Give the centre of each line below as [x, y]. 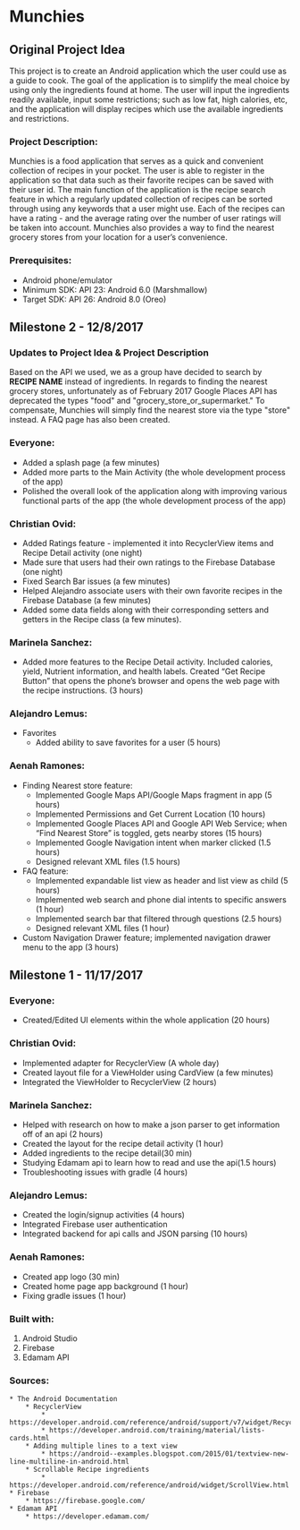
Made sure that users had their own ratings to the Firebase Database [149, 562]
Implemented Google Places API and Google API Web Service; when [161, 823]
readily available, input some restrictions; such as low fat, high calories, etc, [149, 99]
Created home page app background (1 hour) [105, 1286]
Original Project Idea [67, 50]
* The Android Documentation [63, 1399]
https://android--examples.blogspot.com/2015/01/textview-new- [169, 1454]
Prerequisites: [41, 261]
